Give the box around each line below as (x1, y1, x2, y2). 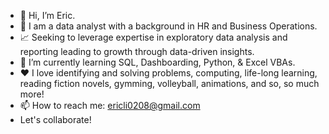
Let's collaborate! (19, 114, 92, 125)
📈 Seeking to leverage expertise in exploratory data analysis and (19, 31, 288, 43)
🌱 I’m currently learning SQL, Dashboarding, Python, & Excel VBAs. (19, 56, 296, 68)
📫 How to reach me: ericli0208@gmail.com (19, 100, 201, 111)
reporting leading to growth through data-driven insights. (19, 46, 255, 57)
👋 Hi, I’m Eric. (19, 10, 76, 21)
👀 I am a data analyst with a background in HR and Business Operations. (19, 20, 318, 32)
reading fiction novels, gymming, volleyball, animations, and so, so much (19, 78, 320, 89)
